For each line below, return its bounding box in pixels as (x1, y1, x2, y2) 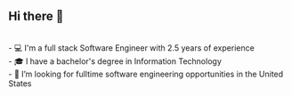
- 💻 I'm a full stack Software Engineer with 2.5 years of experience (8, 42, 255, 53)
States (8, 77, 32, 89)
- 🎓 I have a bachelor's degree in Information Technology (8, 55, 222, 67)
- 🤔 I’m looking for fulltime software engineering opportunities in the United (8, 68, 284, 79)
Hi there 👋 (8, 9, 64, 24)
